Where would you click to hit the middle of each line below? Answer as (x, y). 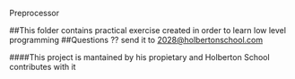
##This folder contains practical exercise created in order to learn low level (148, 30)
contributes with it (43, 67)
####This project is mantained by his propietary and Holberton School (140, 57)
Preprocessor (35, 13)
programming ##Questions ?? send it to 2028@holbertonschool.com (136, 40)
